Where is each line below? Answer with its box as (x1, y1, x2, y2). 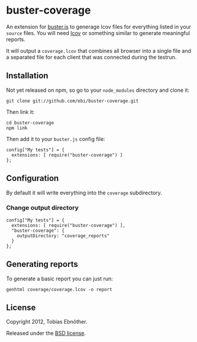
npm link (6, 125, 28, 131)
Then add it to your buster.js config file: (6, 135, 105, 142)
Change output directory (6, 204, 79, 212)
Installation (6, 71, 49, 81)
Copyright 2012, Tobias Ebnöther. (6, 318, 88, 325)
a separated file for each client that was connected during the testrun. (6, 53, 177, 60)
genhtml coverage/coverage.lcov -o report (6, 286, 112, 292)
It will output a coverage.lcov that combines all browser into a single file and (6, 47, 191, 54)
